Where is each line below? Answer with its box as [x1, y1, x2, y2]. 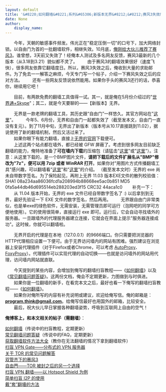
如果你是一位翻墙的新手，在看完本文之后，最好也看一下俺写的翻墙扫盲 [13, 280, 157, 286]
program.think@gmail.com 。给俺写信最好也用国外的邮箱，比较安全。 [5, 298, 149, 304]
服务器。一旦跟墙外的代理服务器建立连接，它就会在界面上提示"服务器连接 [5, 215, 155, 221]
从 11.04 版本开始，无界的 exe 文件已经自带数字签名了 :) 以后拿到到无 [13, 191, 154, 196]
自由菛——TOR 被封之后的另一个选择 [5, 363, 81, 369]
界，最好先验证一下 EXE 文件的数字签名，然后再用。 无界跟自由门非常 [5, 196, 156, 202]
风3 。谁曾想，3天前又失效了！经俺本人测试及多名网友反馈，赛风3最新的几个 [5, 53, 161, 59]
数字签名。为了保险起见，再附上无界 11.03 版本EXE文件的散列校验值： [18, 173, 160, 179]
